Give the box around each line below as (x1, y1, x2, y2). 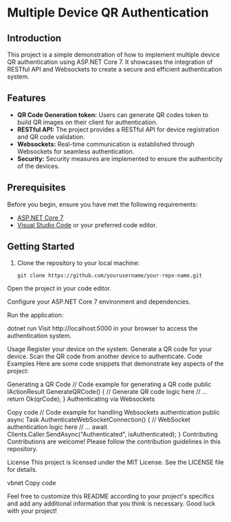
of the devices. (16, 162, 60, 170)
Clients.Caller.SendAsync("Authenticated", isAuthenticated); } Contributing (7, 430, 218, 439)
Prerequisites (7, 182, 66, 194)
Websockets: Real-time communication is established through (16, 140, 195, 148)
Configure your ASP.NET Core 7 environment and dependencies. (7, 297, 191, 306)
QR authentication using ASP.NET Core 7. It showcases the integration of (7, 58, 213, 66)
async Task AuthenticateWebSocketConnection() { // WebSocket (7, 415, 190, 424)
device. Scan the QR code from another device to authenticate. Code (7, 353, 203, 361)
